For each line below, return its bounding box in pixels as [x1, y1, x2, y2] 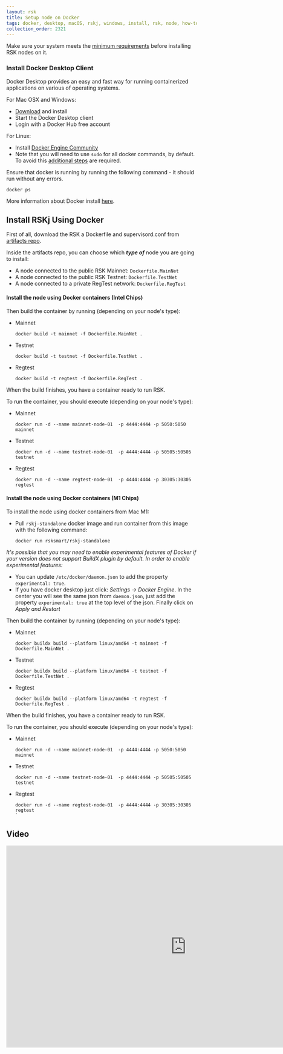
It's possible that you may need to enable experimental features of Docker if [6, 548, 197, 556]
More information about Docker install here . [6, 197, 115, 205]
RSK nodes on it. [6, 49, 48, 56]
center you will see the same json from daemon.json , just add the [15, 592, 175, 599]
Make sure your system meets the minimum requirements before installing [6, 42, 191, 50]
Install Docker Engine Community [15, 143, 99, 151]
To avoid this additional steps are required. [15, 157, 122, 164]
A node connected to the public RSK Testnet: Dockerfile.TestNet [15, 274, 178, 281]
